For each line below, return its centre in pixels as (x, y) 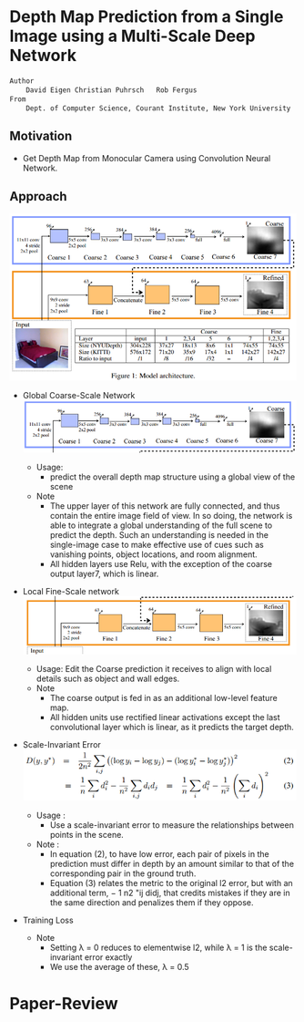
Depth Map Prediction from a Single (147, 17)
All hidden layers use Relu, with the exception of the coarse (161, 563)
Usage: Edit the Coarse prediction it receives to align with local (154, 669)
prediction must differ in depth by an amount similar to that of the (172, 864)
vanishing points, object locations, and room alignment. (153, 554)
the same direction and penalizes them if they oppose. (152, 903)
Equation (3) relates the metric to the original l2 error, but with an (171, 883)
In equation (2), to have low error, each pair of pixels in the (160, 854)
